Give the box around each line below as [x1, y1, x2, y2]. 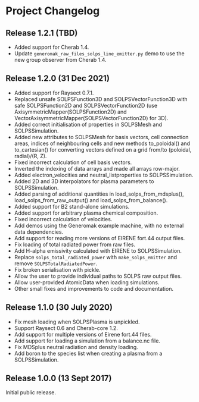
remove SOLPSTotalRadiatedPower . [14, 260, 98, 267]
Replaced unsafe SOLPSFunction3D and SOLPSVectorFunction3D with [14, 95, 188, 102]
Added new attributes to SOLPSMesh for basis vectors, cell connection [14, 133, 189, 140]
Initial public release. [5, 389, 57, 396]
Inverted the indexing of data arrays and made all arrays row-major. [14, 165, 180, 172]
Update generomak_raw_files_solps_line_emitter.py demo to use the [14, 50, 185, 57]
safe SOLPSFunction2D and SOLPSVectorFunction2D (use [14, 102, 158, 109]
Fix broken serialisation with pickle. [14, 266, 101, 273]
